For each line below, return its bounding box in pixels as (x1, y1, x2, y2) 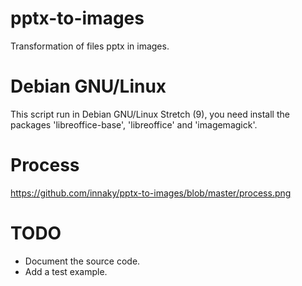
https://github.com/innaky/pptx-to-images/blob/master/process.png (10, 187, 292, 199)
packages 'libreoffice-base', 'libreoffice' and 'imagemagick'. (10, 118, 258, 131)
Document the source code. (24, 255, 141, 267)
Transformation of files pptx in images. (10, 40, 170, 52)
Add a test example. (24, 265, 108, 277)
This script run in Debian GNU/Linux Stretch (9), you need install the (10, 108, 290, 120)
